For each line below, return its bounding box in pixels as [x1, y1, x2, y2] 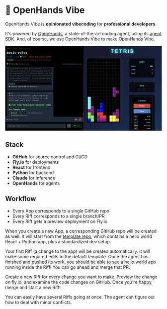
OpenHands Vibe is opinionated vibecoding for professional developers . [5, 21, 157, 27]
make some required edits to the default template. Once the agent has [5, 253, 149, 259]
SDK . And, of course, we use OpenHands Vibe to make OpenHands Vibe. [5, 36, 155, 42]
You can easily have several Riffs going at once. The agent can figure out [5, 294, 155, 300]
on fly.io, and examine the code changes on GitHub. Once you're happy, [5, 279, 153, 285]
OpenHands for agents [12, 180, 60, 186]
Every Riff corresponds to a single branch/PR [12, 213, 105, 219]
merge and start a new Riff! [5, 284, 61, 290]
